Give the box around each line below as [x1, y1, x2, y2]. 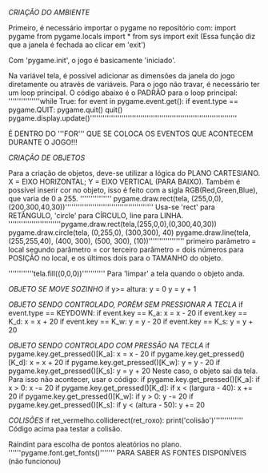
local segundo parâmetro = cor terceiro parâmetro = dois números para [8, 244, 244, 254]
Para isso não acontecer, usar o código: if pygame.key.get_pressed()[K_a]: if [8, 375, 260, 384]
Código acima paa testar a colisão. [8, 424, 122, 433]
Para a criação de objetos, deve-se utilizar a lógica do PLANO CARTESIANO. [8, 169, 261, 177]
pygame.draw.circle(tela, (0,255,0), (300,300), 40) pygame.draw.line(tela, [8, 228, 251, 237]
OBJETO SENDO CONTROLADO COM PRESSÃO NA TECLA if [8, 340, 210, 350]
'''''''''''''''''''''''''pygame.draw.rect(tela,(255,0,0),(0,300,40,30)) [8, 220, 218, 229]
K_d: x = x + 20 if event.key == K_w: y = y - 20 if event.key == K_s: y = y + [8, 316, 254, 326]
